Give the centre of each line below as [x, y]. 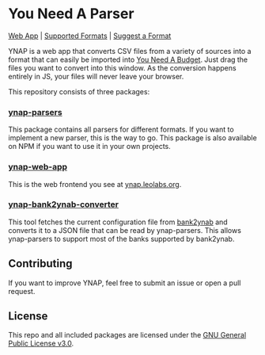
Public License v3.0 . [41, 344]
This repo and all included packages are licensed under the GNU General [127, 335]
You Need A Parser [71, 14]
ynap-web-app [38, 167]
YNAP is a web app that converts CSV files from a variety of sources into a [130, 51]
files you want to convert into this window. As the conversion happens [122, 67]
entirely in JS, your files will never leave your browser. [96, 76]
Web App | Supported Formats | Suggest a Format [90, 36]
